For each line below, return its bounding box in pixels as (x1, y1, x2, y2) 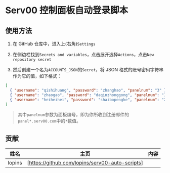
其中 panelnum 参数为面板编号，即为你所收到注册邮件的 (17, 112, 130, 118)
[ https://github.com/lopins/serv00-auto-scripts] (27, 159, 143, 166)
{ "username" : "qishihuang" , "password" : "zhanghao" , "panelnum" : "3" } (10, 88, 166, 93)
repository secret (12, 57, 52, 62)
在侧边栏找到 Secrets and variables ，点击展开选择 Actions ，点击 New (12, 52, 154, 57)
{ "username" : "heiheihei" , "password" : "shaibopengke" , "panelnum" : (10, 97, 159, 102)
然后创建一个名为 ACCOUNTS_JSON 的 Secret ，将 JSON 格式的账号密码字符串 (12, 67, 163, 72)
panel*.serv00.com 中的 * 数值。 (17, 118, 81, 124)
